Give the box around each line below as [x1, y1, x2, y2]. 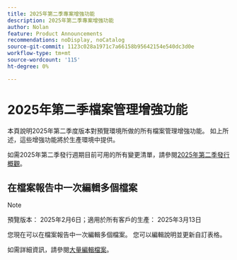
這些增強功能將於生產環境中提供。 [19, 135, 119, 143]
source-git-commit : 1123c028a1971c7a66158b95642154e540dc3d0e [7, 43, 195, 50]
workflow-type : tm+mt [7, 50, 71, 57]
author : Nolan [7, 23, 50, 30]
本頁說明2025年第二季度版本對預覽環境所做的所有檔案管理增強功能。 [7, 126, 209, 135]
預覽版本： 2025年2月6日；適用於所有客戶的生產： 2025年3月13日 [7, 215, 202, 224]
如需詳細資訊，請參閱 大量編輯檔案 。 [7, 245, 113, 254]
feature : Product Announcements [7, 30, 103, 37]
